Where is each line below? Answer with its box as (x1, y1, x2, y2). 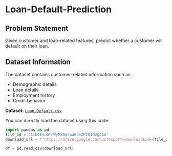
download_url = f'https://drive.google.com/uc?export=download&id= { (5, 137, 155, 142)
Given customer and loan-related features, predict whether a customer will (5, 37, 163, 43)
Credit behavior (12, 97, 46, 103)
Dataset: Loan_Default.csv (5, 107, 62, 114)
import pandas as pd (5, 127, 50, 132)
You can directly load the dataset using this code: (5, 117, 110, 123)
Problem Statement (5, 24, 69, 33)
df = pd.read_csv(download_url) (5, 146, 74, 151)
